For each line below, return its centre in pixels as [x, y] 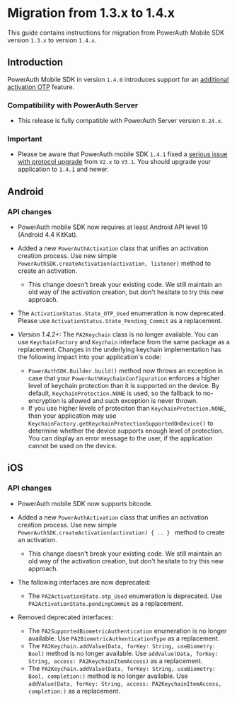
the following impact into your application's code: [89, 357]
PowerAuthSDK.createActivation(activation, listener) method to [114, 264]
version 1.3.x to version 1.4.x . [52, 40]
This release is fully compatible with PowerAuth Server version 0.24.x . [120, 121]
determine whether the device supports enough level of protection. [126, 431]
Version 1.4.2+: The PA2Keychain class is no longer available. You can [118, 334]
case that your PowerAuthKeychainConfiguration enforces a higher [124, 378]
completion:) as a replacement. [74, 691]
